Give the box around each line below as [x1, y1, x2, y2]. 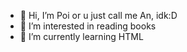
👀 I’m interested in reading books [19, 20, 157, 32]
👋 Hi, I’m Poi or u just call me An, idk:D [19, 10, 178, 21]
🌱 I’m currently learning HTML [19, 31, 144, 42]
